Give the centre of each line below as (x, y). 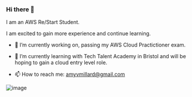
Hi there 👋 (20, 9)
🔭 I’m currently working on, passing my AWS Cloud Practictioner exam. (100, 45)
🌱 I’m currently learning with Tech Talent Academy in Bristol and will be (100, 56)
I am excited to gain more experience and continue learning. (78, 34)
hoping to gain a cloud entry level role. (61, 63)
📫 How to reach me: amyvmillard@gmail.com (70, 74)
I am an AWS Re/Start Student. (43, 22)
